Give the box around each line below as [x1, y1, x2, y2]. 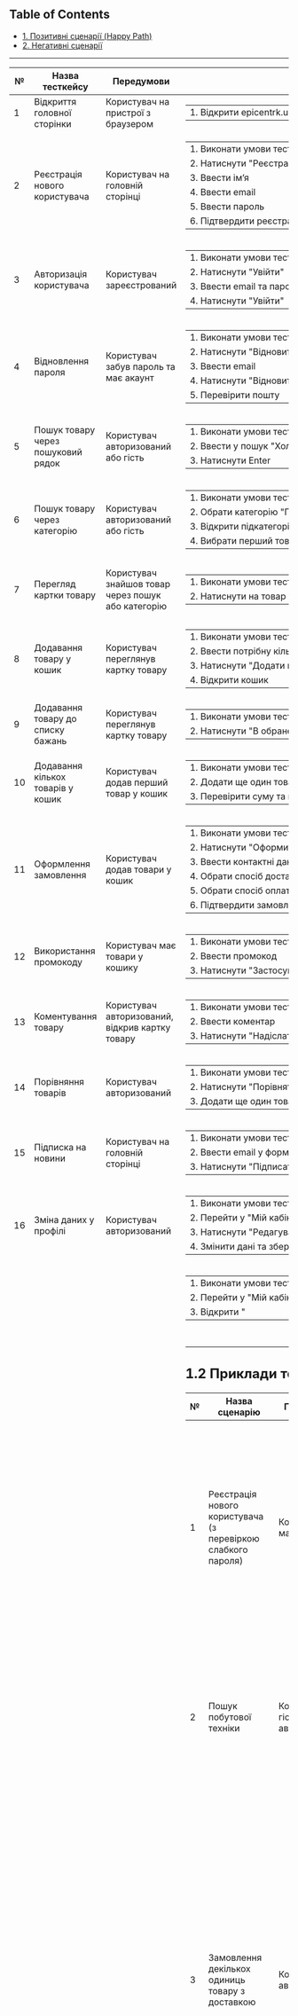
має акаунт [105, 372, 154, 384]
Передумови [112, 75, 170, 87]
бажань [34, 734, 67, 747]
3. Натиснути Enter [189, 454, 271, 467]
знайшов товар [105, 577, 171, 590]
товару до [34, 712, 77, 725]
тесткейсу [43, 80, 89, 92]
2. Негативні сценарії [21, 40, 103, 51]
